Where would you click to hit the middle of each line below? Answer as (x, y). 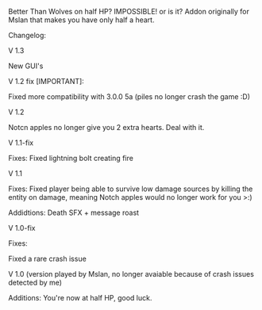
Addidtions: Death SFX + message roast (74, 212)
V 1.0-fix (22, 228)
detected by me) (35, 282)
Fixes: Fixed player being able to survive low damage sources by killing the (131, 189)
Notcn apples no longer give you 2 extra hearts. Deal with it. (106, 127)
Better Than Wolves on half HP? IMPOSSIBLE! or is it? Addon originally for (129, 11)
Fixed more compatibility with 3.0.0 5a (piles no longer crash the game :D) (129, 97)
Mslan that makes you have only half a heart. (81, 20)
